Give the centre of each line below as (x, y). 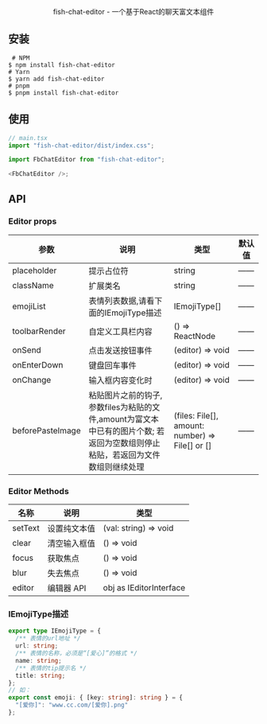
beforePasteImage (46, 430)
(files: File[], (196, 415)
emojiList (29, 306)
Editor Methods (39, 491)
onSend (27, 350)
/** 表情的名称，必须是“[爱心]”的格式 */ (76, 654)
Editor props (33, 221)
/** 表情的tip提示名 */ (51, 668)
